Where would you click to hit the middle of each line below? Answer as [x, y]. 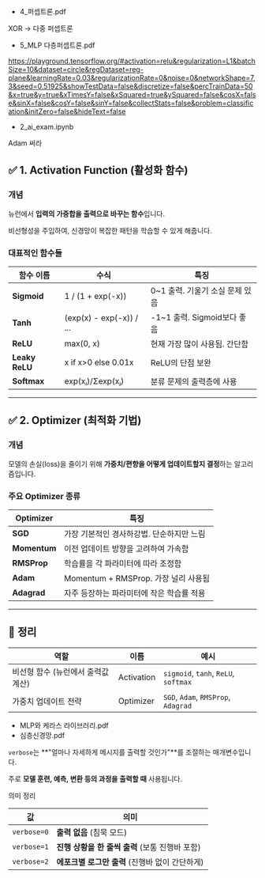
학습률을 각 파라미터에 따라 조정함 [123, 563]
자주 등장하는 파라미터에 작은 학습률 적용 [135, 593]
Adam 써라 [25, 143]
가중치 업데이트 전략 [47, 701]
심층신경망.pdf [42, 735]
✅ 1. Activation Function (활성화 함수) [98, 170]
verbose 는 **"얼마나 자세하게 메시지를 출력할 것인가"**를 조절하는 [110, 752]
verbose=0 [30, 832]
